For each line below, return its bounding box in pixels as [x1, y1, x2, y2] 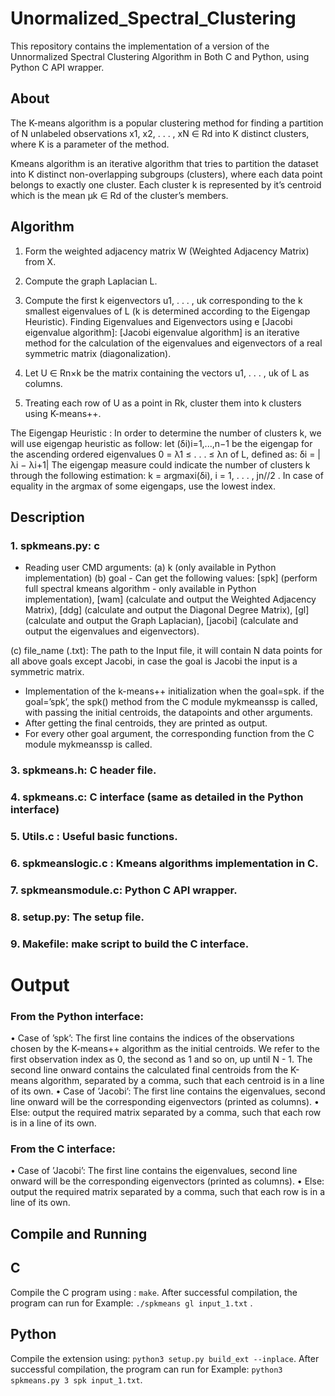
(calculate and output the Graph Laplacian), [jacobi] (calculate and [24, 615, 299, 627]
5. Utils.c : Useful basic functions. [10, 830, 178, 844]
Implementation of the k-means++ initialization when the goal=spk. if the [24, 685, 325, 697]
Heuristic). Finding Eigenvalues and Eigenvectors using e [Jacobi [24, 315, 293, 327]
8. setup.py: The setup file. [10, 910, 145, 924]
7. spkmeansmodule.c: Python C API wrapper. [10, 883, 238, 897]
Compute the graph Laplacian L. [24, 275, 158, 287]
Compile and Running [10, 1225, 148, 1242]
